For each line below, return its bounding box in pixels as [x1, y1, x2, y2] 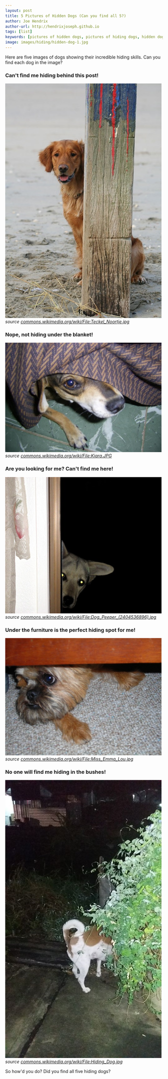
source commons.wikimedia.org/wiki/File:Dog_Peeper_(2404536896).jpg [5, 614, 156, 620]
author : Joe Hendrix [5, 19, 48, 24]
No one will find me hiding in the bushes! [5, 768, 106, 775]
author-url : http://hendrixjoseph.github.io [5, 24, 99, 29]
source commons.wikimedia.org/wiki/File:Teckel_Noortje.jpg [5, 319, 130, 325]
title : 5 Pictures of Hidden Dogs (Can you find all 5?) [5, 13, 126, 19]
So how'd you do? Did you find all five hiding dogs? [5, 1068, 111, 1074]
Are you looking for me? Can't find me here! [5, 465, 113, 472]
